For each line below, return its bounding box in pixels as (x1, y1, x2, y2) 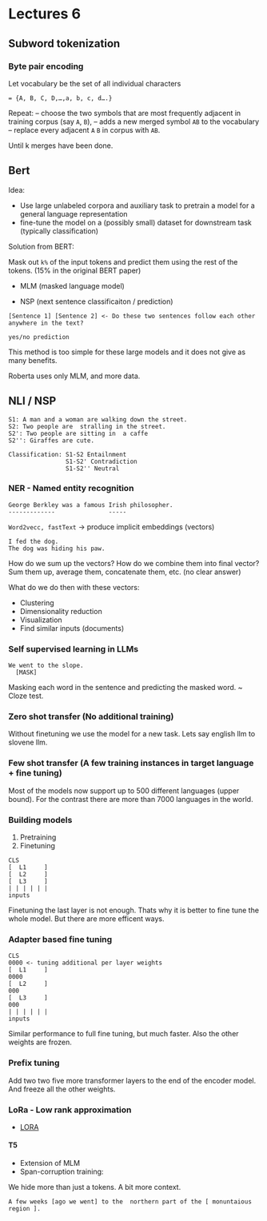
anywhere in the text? (8, 319, 84, 327)
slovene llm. (8, 737, 48, 748)
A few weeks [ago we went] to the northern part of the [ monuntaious (8, 1198, 252, 1206)
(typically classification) (19, 225, 98, 236)
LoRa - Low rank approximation (8, 1104, 132, 1115)
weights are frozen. (8, 1037, 72, 1047)
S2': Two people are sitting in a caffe (8, 429, 149, 437)
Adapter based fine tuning (8, 933, 113, 944)
